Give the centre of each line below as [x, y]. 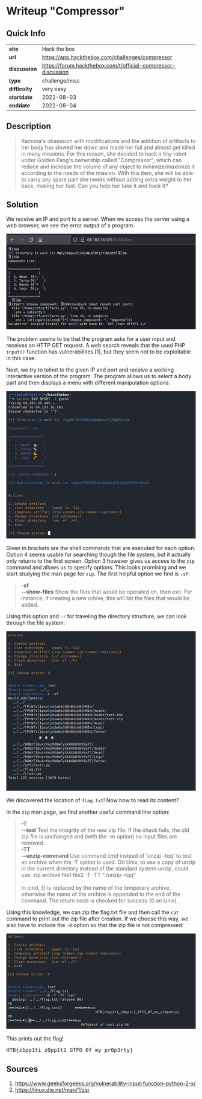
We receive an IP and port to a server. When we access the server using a [98, 219]
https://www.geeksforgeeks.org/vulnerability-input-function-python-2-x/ [105, 1083]
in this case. [21, 358]
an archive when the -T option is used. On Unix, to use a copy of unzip [108, 862]
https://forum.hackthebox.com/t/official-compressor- [109, 66]
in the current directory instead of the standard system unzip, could [105, 869]
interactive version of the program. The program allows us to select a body [99, 376]
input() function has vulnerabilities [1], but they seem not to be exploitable [99, 352]
